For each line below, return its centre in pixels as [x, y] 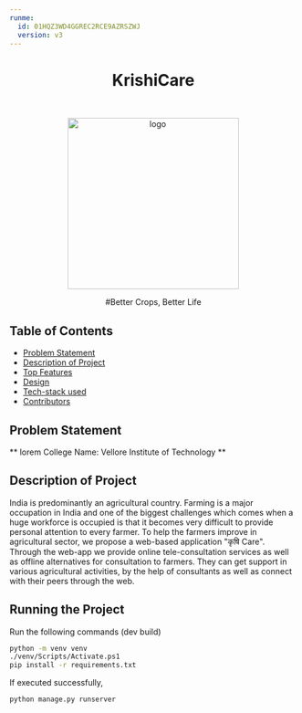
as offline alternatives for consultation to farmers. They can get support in [148, 561]
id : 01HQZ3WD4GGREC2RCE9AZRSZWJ [79, 26]
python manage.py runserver [63, 699]
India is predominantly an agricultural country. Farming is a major [131, 502]
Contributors [47, 402]
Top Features [47, 372]
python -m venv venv [49, 648]
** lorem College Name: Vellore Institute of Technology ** [118, 452]
